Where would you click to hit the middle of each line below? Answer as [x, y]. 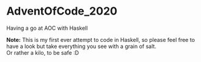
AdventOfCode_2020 [62, 11]
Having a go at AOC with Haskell [47, 28]
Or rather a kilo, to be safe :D [43, 52]
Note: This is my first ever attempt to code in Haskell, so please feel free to [101, 40]
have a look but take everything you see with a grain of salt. [82, 46]
